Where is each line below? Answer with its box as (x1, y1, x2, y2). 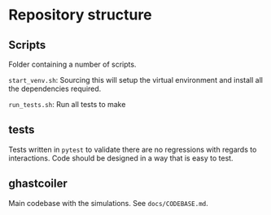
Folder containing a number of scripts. (8, 59, 137, 69)
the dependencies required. (8, 84, 102, 93)
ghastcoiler (8, 177, 68, 191)
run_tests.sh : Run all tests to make (8, 100, 126, 109)
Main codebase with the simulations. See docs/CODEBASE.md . (8, 198, 209, 208)
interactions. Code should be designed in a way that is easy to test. (8, 153, 234, 163)
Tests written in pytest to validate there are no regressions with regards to (8, 144, 257, 154)
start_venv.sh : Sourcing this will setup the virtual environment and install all (8, 75, 263, 84)
